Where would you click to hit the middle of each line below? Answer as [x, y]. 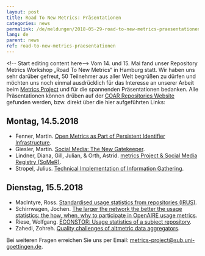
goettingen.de [24, 246]
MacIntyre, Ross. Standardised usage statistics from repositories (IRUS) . [106, 202]
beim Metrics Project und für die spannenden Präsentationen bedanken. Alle [103, 89]
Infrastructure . [33, 142]
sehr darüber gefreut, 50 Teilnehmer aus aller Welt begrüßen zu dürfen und [101, 76]
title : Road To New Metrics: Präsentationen [64, 18]
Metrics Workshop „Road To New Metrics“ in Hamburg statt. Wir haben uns [101, 69]
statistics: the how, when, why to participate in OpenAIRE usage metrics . [106, 215]
